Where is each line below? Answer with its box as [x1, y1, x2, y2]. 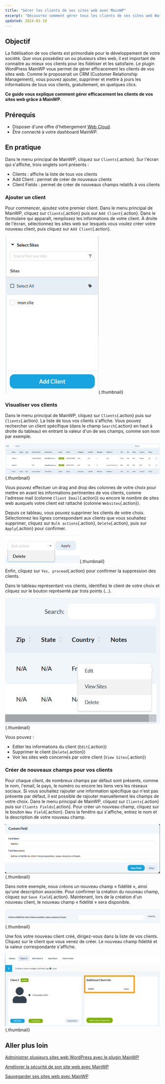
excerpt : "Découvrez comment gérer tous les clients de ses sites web [5, 13, 153, 18]
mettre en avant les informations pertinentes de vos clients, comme [5, 490, 141, 496]
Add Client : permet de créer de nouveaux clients [12, 176, 112, 182]
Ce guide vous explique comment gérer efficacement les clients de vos [5, 91, 153, 97]
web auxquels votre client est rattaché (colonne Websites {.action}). [5, 500, 140, 506]
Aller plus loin [5, 1041, 48, 1050]
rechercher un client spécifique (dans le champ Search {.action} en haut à [5, 423, 153, 429]
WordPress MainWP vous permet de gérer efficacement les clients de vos [5, 66, 155, 72]
